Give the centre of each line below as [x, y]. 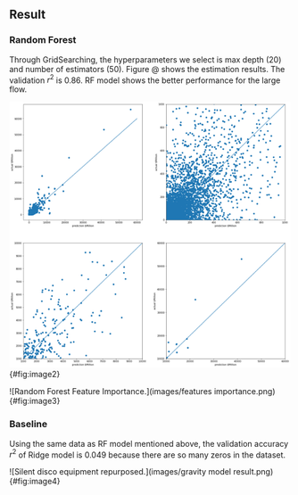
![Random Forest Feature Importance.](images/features [111, 392]
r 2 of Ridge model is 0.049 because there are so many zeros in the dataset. [148, 454]
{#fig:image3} [35, 401]
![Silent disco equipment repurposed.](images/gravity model [120, 472]
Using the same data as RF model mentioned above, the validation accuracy [149, 443]
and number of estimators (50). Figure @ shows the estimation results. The [147, 69]
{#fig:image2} [35, 375]
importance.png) [244, 392]
